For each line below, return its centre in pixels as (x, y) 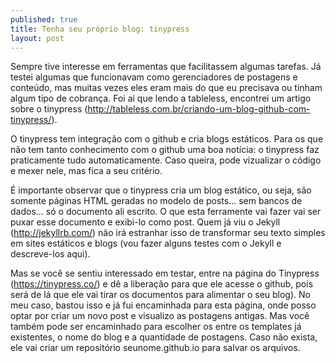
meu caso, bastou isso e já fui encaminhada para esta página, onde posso (163, 305)
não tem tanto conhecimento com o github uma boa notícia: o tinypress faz (165, 150)
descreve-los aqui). (50, 254)
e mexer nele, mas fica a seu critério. (86, 171)
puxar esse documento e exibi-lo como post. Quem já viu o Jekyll (145, 222)
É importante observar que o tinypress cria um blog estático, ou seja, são (161, 190)
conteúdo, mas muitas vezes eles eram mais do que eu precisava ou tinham (166, 88)
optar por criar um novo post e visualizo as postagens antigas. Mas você (160, 316)
